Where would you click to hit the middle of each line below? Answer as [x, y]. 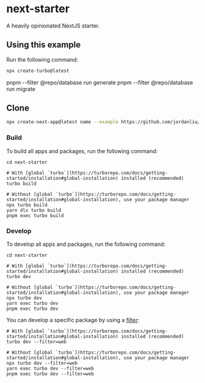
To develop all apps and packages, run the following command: [86, 244]
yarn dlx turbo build [34, 210]
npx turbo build [27, 205]
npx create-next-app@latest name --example [63, 122]
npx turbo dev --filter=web [42, 363]
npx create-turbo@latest [38, 71]
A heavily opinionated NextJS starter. [53, 26]
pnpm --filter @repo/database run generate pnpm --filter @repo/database [100, 82]
